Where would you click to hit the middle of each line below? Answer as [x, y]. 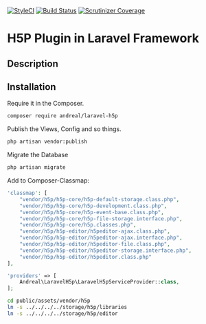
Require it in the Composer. [46, 104]
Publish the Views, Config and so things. [64, 129]
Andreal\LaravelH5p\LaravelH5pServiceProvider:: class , [100, 282]
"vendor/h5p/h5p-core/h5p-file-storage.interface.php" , [101, 219]
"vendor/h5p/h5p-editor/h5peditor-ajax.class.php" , [95, 231]
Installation [32, 87]
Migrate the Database [38, 155]
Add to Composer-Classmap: [48, 181]
